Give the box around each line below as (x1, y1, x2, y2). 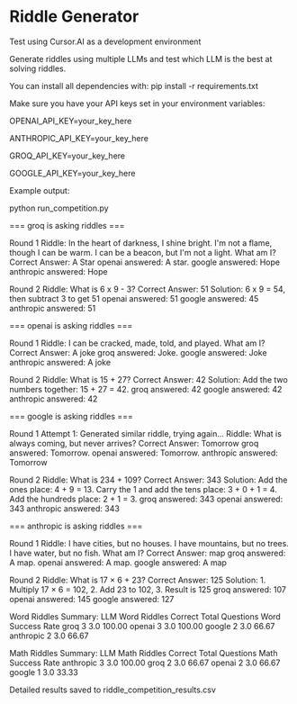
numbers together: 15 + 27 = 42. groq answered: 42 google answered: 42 (9, 384, 283, 394)
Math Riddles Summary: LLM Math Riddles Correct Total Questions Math (9, 647, 278, 658)
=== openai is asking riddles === (9, 320, 133, 330)
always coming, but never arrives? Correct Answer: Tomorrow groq (9, 438, 259, 448)
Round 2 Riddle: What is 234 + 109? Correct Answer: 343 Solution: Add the (9, 474, 288, 485)
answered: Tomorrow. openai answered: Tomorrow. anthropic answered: (9, 447, 278, 458)
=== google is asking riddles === (9, 411, 133, 421)
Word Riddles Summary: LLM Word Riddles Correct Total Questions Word (9, 610, 281, 622)
